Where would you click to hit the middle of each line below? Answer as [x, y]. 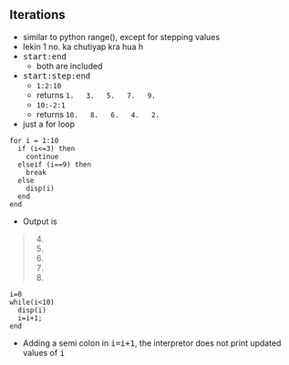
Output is [40, 221]
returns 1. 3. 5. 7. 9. [96, 95]
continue [42, 157]
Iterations [37, 15]
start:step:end [57, 76]
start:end [44, 56]
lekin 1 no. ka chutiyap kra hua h [83, 46]
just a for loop [49, 124]
